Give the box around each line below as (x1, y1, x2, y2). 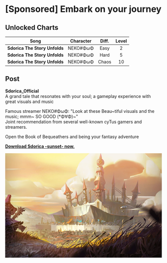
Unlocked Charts (5, 23, 59, 32)
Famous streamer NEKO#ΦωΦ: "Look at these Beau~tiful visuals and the (5, 108, 155, 114)
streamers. (5, 124, 27, 130)
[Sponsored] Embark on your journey (5, 3, 162, 15)
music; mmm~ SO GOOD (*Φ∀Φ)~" (5, 113, 79, 119)
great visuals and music (5, 98, 54, 104)
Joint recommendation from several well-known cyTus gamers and (5, 118, 142, 125)
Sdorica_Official (5, 88, 39, 94)
